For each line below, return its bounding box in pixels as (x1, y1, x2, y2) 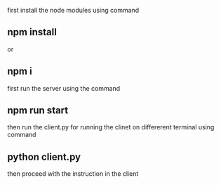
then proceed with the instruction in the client (7, 170, 139, 178)
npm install (7, 26, 58, 38)
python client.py (7, 151, 81, 162)
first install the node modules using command (7, 6, 140, 14)
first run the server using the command (7, 84, 121, 92)
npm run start (7, 105, 69, 117)
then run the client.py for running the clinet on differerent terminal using (7, 123, 215, 132)
